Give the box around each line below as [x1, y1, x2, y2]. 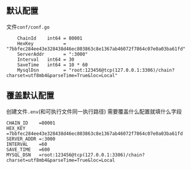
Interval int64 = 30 [17, 57, 75, 63]
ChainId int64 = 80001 [17, 35, 83, 41]
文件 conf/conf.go [6, 23, 50, 30]
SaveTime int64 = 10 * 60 [17, 61, 88, 68]
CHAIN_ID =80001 [6, 120, 56, 126]
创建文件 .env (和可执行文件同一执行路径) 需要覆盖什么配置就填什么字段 [6, 108, 182, 115]
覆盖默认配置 [6, 91, 55, 101]
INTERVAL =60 [6, 141, 47, 147]
